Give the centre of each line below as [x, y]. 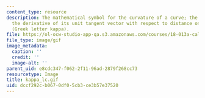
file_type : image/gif [34, 40]
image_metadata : [27, 46]
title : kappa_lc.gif [33, 80]
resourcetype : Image [33, 74]
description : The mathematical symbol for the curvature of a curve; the [102, 18]
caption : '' [27, 52]
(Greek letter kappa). [41, 29]
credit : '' [26, 57]
